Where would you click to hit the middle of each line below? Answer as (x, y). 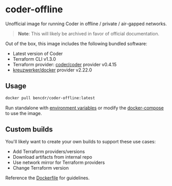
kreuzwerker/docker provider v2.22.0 (52, 70)
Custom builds (29, 129)
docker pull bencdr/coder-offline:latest (50, 98)
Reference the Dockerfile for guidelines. (47, 178)
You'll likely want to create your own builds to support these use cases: (81, 142)
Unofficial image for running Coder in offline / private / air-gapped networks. (86, 24)
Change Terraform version (41, 168)
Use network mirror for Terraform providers (59, 162)
